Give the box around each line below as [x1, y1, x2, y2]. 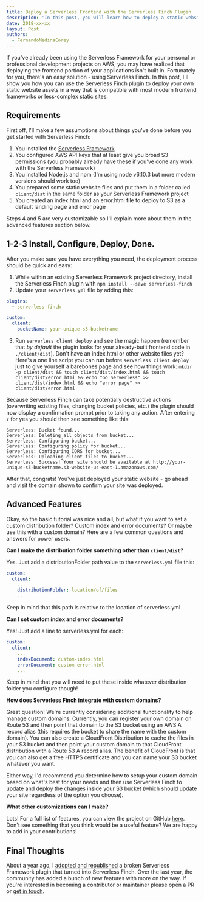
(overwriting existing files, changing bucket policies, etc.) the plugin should [6, 402, 194, 410]
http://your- [152, 459, 186, 465]
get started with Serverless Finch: [6, 133, 91, 140]
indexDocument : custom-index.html [17, 656, 104, 662]
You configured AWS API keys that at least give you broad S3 [15, 151, 169, 158]
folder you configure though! [6, 685, 78, 692]
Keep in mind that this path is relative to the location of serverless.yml [6, 604, 181, 611]
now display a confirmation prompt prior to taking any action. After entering [6, 409, 195, 416]
